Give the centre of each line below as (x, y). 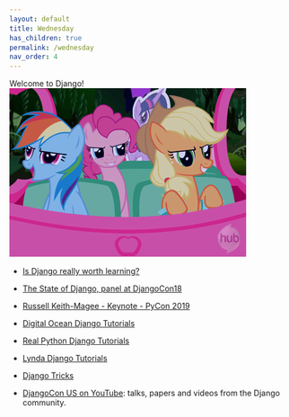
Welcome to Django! (47, 84)
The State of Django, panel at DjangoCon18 (102, 288)
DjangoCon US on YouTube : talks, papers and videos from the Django (151, 393)
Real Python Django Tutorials (76, 341)
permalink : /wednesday (52, 48)
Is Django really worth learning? (81, 271)
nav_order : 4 (34, 57)
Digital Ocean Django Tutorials (79, 324)
